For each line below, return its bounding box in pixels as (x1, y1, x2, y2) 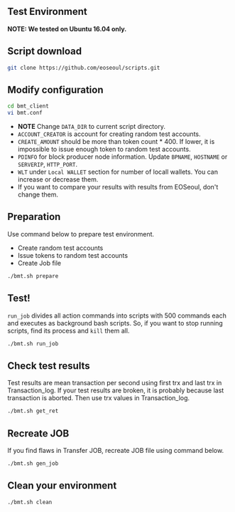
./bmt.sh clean (7, 498, 53, 506)
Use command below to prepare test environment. (7, 229, 155, 238)
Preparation (7, 211, 61, 223)
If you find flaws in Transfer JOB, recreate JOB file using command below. (7, 446, 224, 454)
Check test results (7, 360, 90, 372)
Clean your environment (7, 480, 117, 492)
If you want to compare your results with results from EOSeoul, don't (17, 183, 219, 192)
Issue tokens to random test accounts (17, 251, 129, 259)
